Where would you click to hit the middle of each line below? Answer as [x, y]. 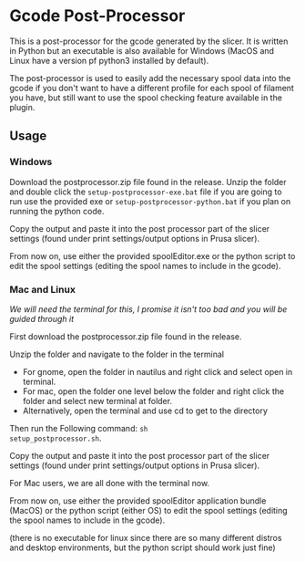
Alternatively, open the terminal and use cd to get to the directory [145, 411]
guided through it [42, 318]
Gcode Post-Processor [97, 16]
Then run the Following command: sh [79, 428]
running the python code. [57, 211]
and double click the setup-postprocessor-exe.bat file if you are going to [146, 192]
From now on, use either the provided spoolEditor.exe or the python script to [152, 255]
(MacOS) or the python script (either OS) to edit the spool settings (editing [149, 510]
